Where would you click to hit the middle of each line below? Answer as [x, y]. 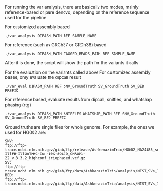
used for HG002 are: [25, 132]
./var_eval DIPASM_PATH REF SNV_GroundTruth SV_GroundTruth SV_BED [75, 86]
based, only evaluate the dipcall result [43, 77]
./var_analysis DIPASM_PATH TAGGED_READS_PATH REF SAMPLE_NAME [70, 54]
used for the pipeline [26, 17]
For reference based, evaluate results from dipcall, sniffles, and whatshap [79, 100]
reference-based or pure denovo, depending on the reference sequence [77, 12]
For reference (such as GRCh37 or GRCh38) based [56, 45]
